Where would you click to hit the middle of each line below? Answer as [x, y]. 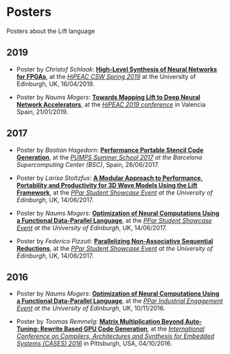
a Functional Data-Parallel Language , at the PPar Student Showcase [114, 220]
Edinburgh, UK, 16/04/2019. [55, 84]
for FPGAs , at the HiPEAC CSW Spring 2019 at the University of [106, 76]
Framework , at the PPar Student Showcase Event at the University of [115, 192]
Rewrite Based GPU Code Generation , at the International [123, 329]
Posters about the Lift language [51, 31]
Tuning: [27, 329]
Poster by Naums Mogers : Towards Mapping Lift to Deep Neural [108, 97]
